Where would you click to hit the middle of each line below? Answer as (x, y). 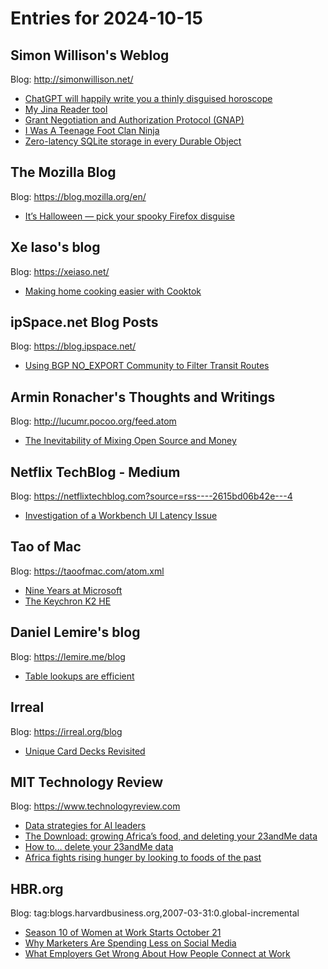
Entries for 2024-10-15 (106, 18)
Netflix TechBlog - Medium (95, 472)
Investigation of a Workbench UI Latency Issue (121, 516)
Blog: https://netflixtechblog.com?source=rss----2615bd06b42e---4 (151, 496)
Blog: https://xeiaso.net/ (60, 271)
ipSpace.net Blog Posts (84, 322)
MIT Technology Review (87, 782)
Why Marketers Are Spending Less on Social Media (130, 943)
